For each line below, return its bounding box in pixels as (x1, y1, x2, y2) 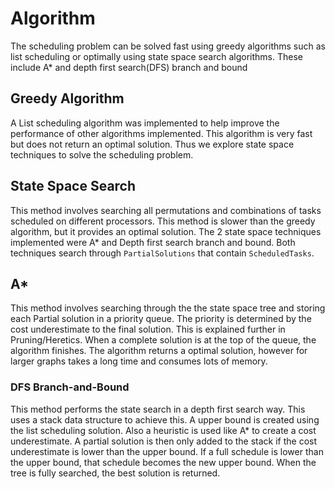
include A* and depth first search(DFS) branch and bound (10, 61, 248, 73)
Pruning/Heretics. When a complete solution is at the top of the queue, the (10, 334, 317, 346)
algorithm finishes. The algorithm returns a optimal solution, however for (10, 345, 308, 357)
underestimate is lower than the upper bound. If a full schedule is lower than (10, 445, 324, 457)
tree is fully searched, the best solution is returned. (10, 467, 221, 479)
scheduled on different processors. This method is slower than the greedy (10, 215, 316, 227)
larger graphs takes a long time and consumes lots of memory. (10, 355, 268, 367)
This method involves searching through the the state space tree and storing (10, 302, 326, 314)
